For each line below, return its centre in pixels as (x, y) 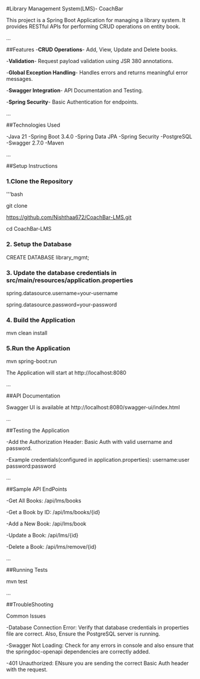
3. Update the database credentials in (62, 273)
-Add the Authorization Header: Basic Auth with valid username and (89, 442)
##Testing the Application (38, 430)
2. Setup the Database (39, 245)
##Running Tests (27, 570)
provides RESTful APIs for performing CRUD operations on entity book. (93, 26)
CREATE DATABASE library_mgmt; (48, 257)
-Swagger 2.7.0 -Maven (35, 143)
